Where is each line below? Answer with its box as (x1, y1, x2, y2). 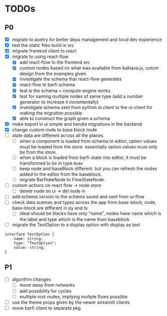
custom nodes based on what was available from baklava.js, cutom (19, 65, 159, 71)
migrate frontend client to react (12, 48, 77, 54)
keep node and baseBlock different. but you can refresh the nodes (19, 166, 157, 172)
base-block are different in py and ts (12, 205, 88, 211)
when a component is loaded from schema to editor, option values (19, 138, 157, 144)
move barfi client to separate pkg (12, 305, 81, 311)
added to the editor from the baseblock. (19, 171, 103, 177)
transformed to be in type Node (19, 160, 83, 167)
